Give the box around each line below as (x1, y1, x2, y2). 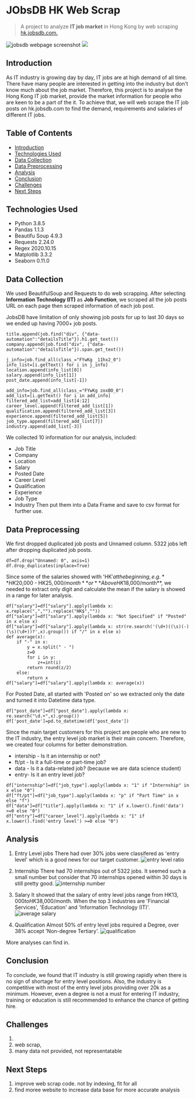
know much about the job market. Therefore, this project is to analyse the (6, 86, 183, 93)
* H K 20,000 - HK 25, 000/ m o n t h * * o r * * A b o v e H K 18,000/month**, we (6, 579, 172, 586)
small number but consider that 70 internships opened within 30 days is (14, 873, 187, 880)
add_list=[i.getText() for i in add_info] (6, 393, 111, 399)
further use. (14, 508, 43, 515)
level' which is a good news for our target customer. (14, 856, 140, 863)
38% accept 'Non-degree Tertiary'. (14, 927, 99, 934)
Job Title (14, 445, 36, 452)
